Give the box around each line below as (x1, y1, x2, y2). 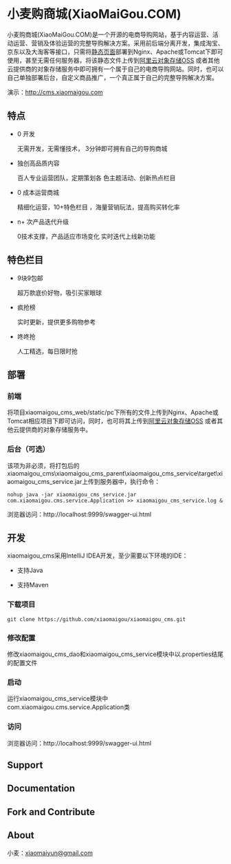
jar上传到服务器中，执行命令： (74, 477, 160, 485)
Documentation (7, 783, 76, 794)
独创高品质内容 (16, 159, 60, 167)
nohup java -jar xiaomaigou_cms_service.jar (7, 491, 137, 498)
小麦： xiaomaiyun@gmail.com (7, 848, 93, 857)
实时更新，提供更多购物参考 (16, 317, 96, 326)
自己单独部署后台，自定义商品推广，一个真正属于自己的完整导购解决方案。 (7, 73, 218, 81)
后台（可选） (7, 445, 50, 454)
